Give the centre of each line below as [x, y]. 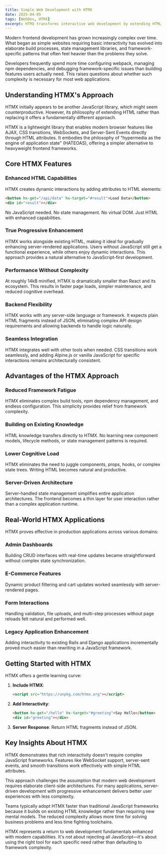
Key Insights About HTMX [46, 743]
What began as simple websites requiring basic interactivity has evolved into [84, 43]
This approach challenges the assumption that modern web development [80, 780]
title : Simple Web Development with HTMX [49, 10]
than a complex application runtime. [42, 504]
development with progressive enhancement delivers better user [85, 791]
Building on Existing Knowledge [44, 425]
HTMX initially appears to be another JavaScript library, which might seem [82, 107]
